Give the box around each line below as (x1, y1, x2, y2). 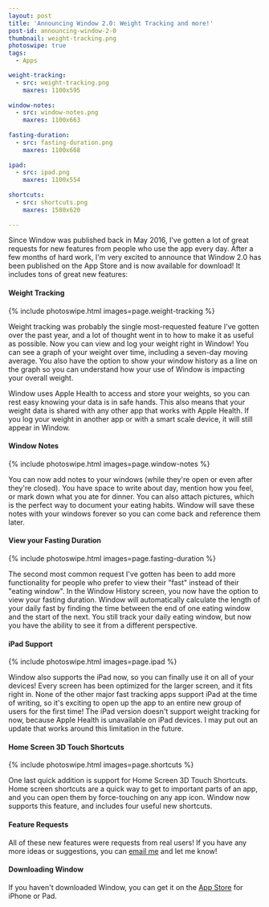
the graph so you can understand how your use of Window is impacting (8, 364, 245, 374)
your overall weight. (8, 373, 74, 382)
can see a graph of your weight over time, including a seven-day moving (8, 347, 248, 357)
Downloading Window (8, 864, 84, 874)
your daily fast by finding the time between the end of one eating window (8, 603, 251, 612)
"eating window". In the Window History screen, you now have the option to (8, 586, 259, 596)
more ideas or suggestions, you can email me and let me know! (8, 846, 218, 855)
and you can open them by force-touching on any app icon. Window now (8, 793, 251, 802)
